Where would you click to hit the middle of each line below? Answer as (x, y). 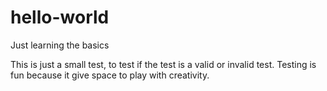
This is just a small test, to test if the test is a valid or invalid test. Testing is (163, 64)
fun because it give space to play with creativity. (110, 75)
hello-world (60, 17)
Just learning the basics (60, 45)
